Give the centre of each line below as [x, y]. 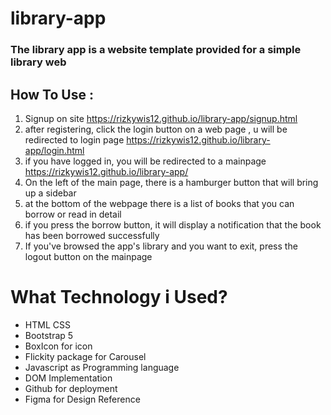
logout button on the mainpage [88, 256]
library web [38, 62]
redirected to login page [74, 139]
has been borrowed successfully [92, 235]
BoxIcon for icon [58, 346]
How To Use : [52, 94]
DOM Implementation [68, 378]
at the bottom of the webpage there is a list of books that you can [159, 203]
